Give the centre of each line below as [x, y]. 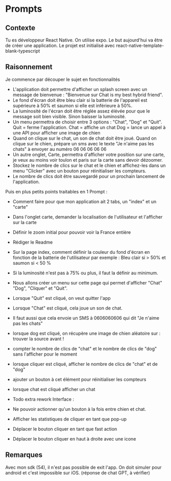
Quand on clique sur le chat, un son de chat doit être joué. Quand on [84, 138]
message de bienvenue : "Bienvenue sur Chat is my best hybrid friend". [88, 95]
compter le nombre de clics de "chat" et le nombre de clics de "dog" [85, 348]
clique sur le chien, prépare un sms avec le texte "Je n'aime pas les [83, 143]
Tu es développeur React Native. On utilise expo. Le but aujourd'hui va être [84, 40]
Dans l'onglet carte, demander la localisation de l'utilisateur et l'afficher [88, 217]
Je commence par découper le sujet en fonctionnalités [63, 79]
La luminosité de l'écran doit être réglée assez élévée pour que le [81, 111]
